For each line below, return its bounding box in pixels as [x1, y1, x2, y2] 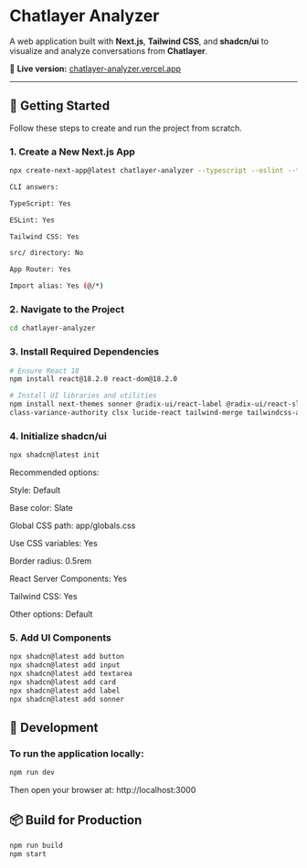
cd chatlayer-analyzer [9, 323, 96, 333]
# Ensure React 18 [9, 366, 79, 376]
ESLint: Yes [9, 216, 55, 225]
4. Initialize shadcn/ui [9, 429, 107, 442]
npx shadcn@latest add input [9, 661, 121, 670]
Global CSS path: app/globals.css [9, 520, 136, 531]
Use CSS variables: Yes [9, 538, 98, 549]
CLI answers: [9, 182, 59, 192]
